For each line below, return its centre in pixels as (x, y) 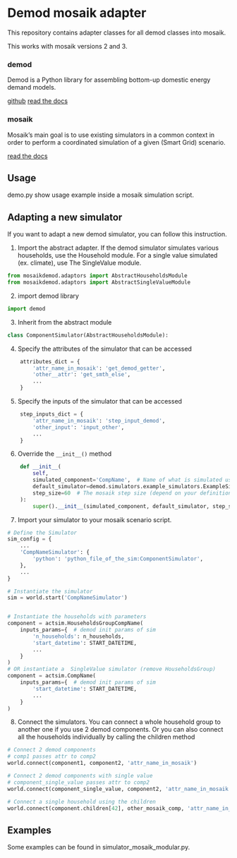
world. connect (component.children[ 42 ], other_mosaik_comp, (96, 808)
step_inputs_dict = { (51, 414)
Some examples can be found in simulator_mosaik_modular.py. (99, 847)
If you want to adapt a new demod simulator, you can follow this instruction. (117, 234)
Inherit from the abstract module (65, 322)
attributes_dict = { (50, 361)
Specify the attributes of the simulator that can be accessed (105, 349)
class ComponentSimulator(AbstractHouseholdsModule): (88, 335)
